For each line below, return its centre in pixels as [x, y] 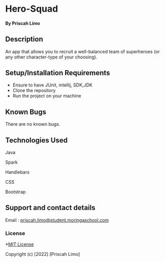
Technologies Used [36, 140]
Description [24, 39]
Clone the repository [34, 91]
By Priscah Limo [23, 23]
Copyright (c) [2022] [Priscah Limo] [43, 254]
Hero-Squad [32, 9]
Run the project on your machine [47, 96]
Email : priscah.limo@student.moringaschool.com [57, 220]
